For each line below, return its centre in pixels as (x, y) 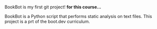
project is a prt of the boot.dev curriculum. (47, 22)
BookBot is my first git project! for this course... (53, 7)
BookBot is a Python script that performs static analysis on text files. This (78, 16)
